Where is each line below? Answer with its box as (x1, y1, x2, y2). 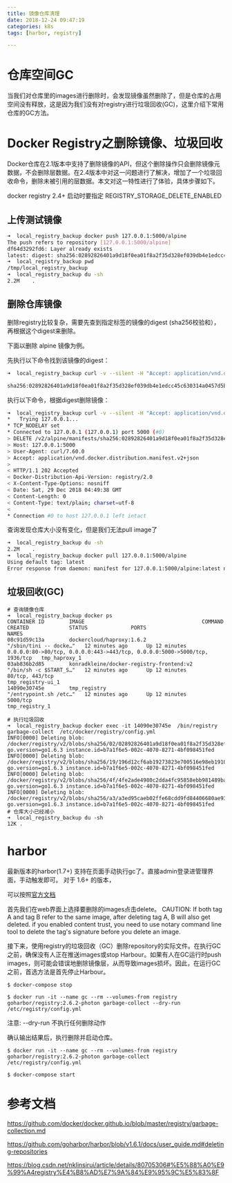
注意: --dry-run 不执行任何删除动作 (7, 1019, 106, 1027)
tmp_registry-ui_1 (7, 679, 60, 685)
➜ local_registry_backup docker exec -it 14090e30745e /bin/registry (7, 722, 217, 729)
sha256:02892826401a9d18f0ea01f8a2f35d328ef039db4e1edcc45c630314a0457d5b (7, 382, 227, 389)
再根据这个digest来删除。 (7, 326, 79, 335)
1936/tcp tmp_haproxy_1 (7, 654, 81, 661)
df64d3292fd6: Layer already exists (7, 245, 113, 252)
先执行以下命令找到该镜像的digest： (7, 356, 110, 364)
